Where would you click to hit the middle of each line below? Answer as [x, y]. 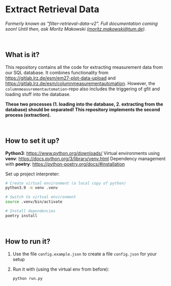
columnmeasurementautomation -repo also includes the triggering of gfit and [83, 89]
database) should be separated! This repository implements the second [83, 109]
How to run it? [28, 241]
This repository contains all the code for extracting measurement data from [84, 67]
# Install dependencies [31, 211]
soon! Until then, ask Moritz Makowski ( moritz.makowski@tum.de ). [76, 29]
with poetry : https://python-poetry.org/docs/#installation [65, 164]
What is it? [22, 55]
